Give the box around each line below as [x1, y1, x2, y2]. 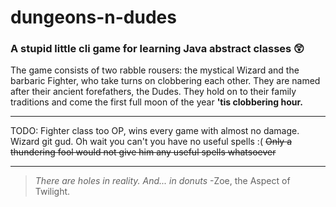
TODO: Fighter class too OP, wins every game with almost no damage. [10, 125, 300, 137]
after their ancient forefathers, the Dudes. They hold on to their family [10, 86, 297, 98]
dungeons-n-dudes [10, 6, 177, 29]
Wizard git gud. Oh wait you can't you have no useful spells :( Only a [10, 136, 293, 148]
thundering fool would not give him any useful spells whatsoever [10, 146, 277, 158]
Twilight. [34, 186, 71, 198]
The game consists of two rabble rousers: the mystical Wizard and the [10, 64, 300, 76]
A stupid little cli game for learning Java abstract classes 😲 [10, 42, 305, 56]
